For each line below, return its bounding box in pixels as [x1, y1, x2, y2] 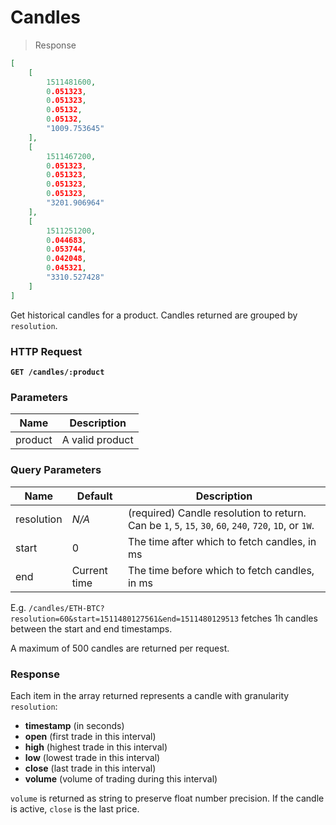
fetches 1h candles [241, 612, 318, 624]
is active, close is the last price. [10, 802, 140, 815]
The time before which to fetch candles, [127, 563, 315, 577]
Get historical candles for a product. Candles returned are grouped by [10, 309, 298, 321]
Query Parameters [10, 463, 102, 477]
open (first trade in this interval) [24, 730, 157, 742]
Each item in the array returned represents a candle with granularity [10, 689, 290, 701]
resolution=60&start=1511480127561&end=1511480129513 [10, 614, 240, 624]
